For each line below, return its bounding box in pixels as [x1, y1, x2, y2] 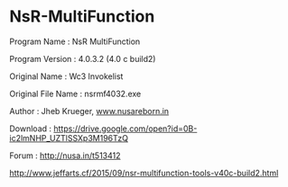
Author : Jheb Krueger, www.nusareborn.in [9, 105, 170, 116]
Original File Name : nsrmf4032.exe [9, 88, 142, 99]
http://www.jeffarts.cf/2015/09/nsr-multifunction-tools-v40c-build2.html [9, 167, 279, 178]
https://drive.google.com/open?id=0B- [53, 123, 198, 134]
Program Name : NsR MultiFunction [9, 36, 141, 47]
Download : [9, 123, 52, 134]
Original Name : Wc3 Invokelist [9, 70, 124, 82]
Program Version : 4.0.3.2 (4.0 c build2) [9, 53, 156, 64]
